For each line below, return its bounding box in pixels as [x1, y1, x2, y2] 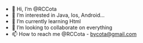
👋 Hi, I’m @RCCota [11, 6, 57, 12]
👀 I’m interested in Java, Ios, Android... [11, 12, 105, 19]
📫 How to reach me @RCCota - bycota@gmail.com [11, 31, 137, 37]
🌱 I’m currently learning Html [11, 18, 81, 24]
